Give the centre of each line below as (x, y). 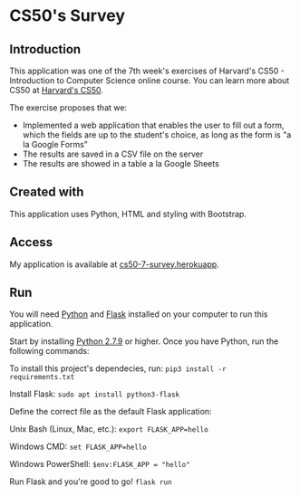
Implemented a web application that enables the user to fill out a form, (153, 125)
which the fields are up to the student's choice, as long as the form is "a (157, 135)
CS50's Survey (67, 16)
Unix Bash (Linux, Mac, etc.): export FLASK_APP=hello (109, 429)
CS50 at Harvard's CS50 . (57, 90)
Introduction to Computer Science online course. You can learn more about (150, 81)
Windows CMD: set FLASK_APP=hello (78, 447)
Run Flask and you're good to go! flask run (91, 482)
